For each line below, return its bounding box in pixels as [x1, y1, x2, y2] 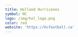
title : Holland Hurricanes [5, 7, 60, 12]
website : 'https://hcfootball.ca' [5, 25, 75, 30]
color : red [5, 20, 27, 25]
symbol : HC [5, 12, 27, 16]
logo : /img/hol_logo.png [5, 16, 55, 21]
